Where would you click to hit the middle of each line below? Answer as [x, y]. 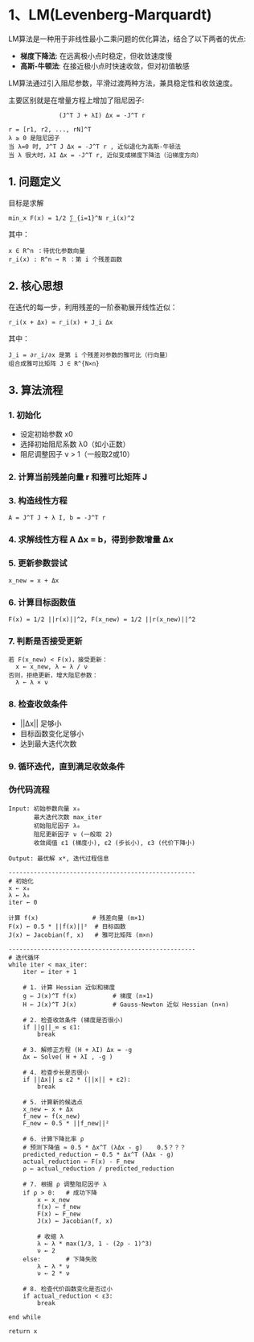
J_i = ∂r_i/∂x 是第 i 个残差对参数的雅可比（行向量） [90, 355]
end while [25, 1317]
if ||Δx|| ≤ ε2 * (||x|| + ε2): [77, 1079]
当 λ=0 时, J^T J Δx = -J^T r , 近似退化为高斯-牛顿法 [95, 147]
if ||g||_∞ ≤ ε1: [52, 1027]
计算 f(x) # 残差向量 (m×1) [77, 917]
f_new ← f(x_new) [52, 1116]
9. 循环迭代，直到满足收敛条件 [67, 766]
